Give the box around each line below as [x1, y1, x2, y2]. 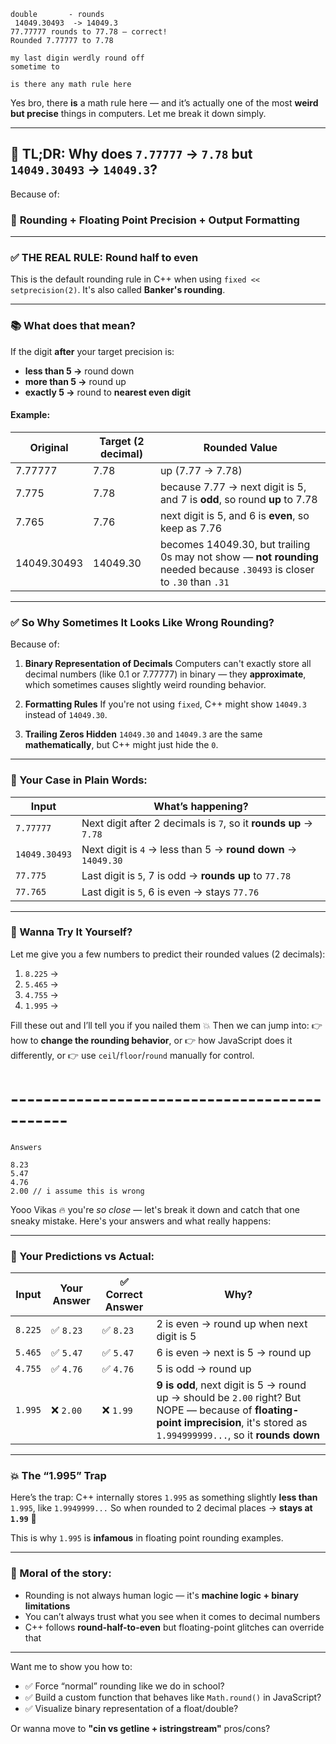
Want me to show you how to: [10, 1660, 133, 1672]
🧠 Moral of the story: [10, 1566, 112, 1580]
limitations [24, 1600, 71, 1612]
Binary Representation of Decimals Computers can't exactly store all [24, 658, 312, 670]
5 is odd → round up [156, 1362, 252, 1376]
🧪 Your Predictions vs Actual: [10, 1249, 155, 1263]
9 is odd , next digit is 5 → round [156, 1378, 307, 1392]
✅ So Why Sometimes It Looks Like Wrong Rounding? [10, 615, 275, 629]
